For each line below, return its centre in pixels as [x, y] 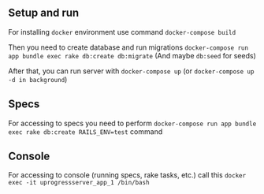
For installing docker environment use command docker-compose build [122, 32]
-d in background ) [38, 79]
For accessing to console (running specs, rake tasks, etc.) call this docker [127, 175]
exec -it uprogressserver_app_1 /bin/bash [79, 183]
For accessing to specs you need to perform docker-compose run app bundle [132, 123]
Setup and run [44, 13]
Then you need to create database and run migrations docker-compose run [128, 47]
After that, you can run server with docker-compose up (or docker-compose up [131, 71]
